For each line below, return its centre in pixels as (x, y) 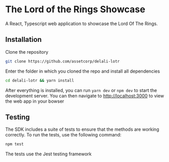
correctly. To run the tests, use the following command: (63, 135)
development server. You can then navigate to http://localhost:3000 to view (85, 96)
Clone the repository (27, 52)
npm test (15, 144)
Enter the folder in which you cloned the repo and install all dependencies (83, 71)
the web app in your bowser (35, 101)
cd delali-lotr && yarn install (40, 80)
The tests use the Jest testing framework (49, 154)
